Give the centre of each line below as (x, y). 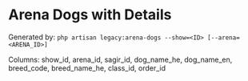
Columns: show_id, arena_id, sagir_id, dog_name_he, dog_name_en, (120, 59)
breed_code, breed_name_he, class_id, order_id (87, 68)
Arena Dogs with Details (90, 15)
